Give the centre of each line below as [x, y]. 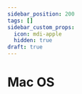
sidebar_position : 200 [41, 14]
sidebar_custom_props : [41, 27]
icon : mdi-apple [38, 34]
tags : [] [20, 21]
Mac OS [31, 82]
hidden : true [33, 41]
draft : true [25, 47]
